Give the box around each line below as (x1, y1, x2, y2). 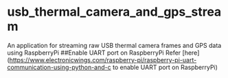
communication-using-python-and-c (7, 63, 111, 71)
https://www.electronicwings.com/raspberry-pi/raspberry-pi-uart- (9, 55, 197, 64)
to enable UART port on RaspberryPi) (112, 63, 218, 71)
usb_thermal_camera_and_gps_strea (7, 4, 222, 20)
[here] (182, 49, 200, 57)
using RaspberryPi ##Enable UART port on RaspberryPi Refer (7, 49, 181, 57)
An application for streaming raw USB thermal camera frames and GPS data (7, 41, 222, 49)
